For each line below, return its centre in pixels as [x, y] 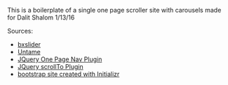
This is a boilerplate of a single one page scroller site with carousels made [114, 10]
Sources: [20, 31]
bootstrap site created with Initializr [68, 74]
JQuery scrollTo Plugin [50, 67]
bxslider [29, 44]
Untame [29, 52]
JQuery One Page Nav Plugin [60, 59]
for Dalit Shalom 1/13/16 [41, 17]
